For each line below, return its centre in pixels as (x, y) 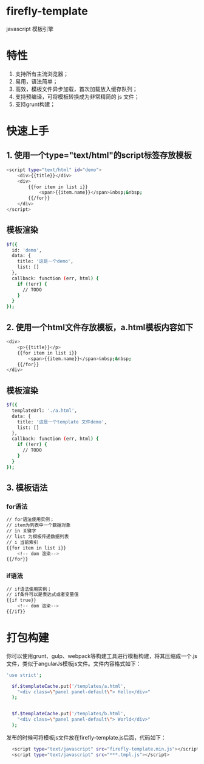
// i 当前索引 (22, 542)
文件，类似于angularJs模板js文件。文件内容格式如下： (74, 663)
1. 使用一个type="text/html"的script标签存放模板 (99, 156)
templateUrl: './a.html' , (45, 410)
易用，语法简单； (36, 81)
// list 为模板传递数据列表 (38, 536)
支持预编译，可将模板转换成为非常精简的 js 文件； (77, 96)
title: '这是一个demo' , (46, 261)
